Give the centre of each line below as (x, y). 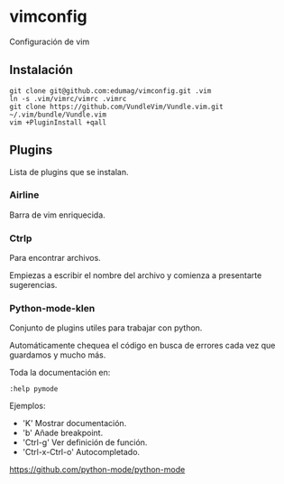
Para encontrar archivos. (55, 258)
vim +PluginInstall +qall (58, 122)
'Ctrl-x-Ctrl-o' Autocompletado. (81, 452)
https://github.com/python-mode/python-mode (97, 470)
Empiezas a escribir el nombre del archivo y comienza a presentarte (136, 275)
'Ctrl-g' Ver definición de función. (85, 442)
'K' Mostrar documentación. (74, 423)
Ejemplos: (28, 406)
